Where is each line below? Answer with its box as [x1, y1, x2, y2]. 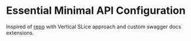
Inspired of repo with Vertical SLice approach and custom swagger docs [6, 23, 182, 30]
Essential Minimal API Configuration [6, 4, 186, 17]
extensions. [6, 29, 34, 36]
